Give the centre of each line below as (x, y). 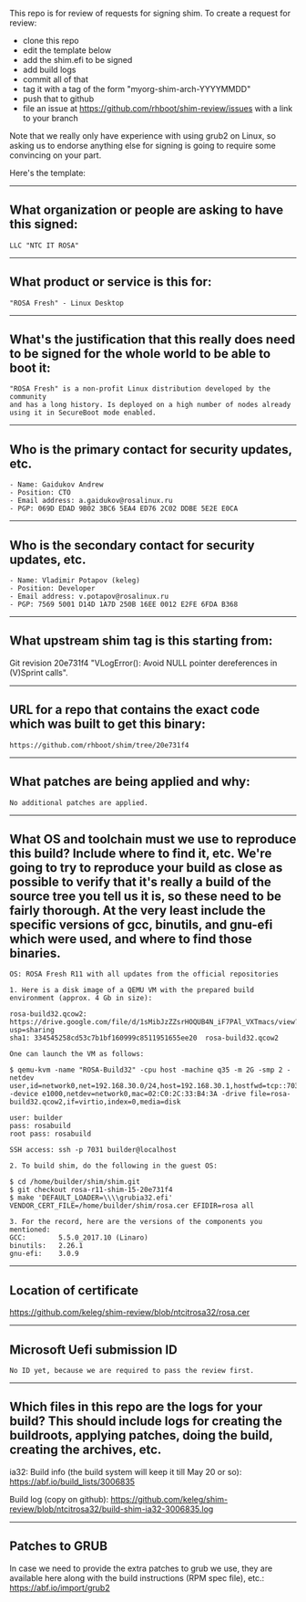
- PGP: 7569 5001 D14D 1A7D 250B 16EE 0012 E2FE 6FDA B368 (124, 605)
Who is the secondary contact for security (132, 545)
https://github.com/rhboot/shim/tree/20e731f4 (99, 745)
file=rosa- (270, 1094)
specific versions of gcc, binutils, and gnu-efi (141, 924)
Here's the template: (48, 173)
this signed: (44, 224)
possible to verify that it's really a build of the (140, 881)
